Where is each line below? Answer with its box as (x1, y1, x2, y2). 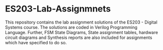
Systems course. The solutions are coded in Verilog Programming (5, 24, 138, 30)
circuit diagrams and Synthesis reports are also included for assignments (5, 35, 153, 40)
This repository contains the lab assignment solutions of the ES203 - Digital (5, 19, 158, 25)
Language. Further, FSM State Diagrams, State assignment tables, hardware (5, 29, 158, 35)
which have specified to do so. (5, 39, 67, 45)
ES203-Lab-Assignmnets (5, 3, 111, 14)
